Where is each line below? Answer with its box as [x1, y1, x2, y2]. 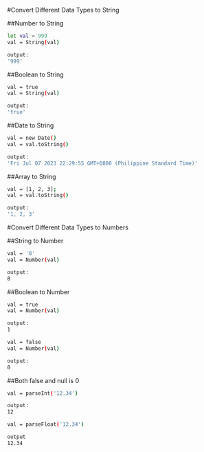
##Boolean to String [7, 70, 64, 79]
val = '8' [7, 250, 36, 257]
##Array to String [7, 172, 56, 181]
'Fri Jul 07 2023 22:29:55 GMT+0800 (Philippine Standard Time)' [7, 160, 198, 167]
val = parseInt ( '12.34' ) [7, 389, 78, 397]
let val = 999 [7, 32, 48, 39]
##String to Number [7, 237, 64, 245]
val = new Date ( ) [7, 134, 57, 141]
